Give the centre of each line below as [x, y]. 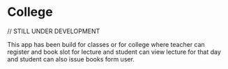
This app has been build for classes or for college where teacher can [106, 44]
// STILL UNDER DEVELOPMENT [54, 31]
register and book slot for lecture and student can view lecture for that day [114, 52]
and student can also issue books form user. [71, 59]
